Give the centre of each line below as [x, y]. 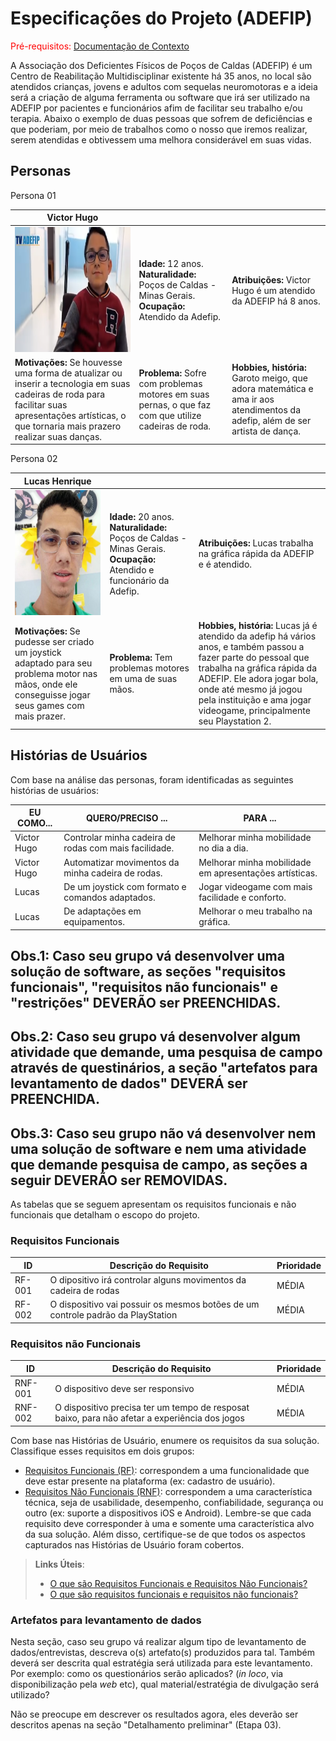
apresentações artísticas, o [70, 415]
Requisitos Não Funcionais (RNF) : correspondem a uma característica [168, 1491]
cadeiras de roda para [60, 394]
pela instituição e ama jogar [255, 700]
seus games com [49, 705]
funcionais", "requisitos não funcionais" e [144, 987]
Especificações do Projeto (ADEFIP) [161, 18]
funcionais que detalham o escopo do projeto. [105, 1215]
